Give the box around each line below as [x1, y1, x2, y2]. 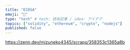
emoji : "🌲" [5, 12, 28, 17]
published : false [5, 26, 42, 31]
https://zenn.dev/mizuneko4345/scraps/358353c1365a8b [5, 39, 125, 45]
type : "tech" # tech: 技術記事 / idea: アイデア [5, 16, 103, 21]
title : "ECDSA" [5, 7, 37, 12]
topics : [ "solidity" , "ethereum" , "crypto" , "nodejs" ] [5, 21, 122, 26]
